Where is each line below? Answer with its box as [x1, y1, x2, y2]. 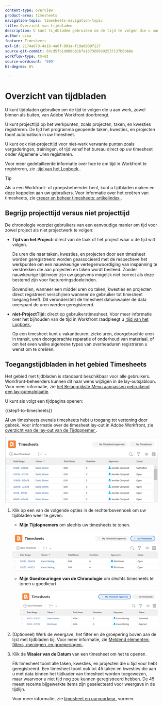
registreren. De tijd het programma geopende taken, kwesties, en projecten [5, 127, 155, 132]
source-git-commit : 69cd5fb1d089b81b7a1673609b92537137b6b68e [5, 49, 133, 53]
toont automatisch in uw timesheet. [5, 131, 75, 138]
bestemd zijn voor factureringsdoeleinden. [12, 277, 97, 282]
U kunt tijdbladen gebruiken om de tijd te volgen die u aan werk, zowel [5, 107, 146, 113]
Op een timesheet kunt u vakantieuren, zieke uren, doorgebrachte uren [12, 330, 154, 337]
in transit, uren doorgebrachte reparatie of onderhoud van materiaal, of [12, 336, 154, 342]
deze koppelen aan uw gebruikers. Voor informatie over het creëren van [5, 190, 149, 196]
